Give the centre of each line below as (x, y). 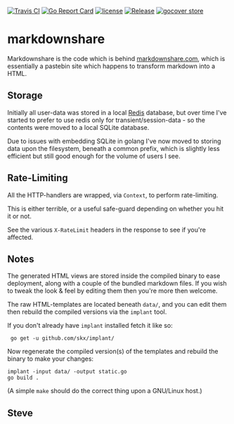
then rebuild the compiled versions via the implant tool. (87, 312)
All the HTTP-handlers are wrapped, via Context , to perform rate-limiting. (113, 195)
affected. (20, 237)
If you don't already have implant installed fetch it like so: (90, 326)
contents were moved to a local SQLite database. (78, 127)
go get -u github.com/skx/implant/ (62, 338)
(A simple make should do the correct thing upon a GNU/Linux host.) (105, 391)
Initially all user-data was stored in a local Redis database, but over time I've (117, 112)
